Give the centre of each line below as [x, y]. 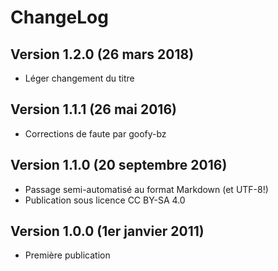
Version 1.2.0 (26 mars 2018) [102, 54]
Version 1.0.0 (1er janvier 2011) [107, 231]
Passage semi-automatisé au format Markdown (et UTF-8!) [146, 189]
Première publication [67, 255]
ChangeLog [59, 17]
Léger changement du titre [79, 78]
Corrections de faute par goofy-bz [95, 133]
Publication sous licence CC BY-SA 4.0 [105, 200]
